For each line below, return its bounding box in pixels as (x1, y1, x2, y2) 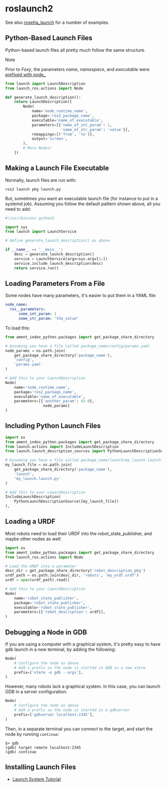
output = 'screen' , (31, 136, 68, 142)
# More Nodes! (23, 146, 52, 151)
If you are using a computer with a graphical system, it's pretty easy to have (5, 641, 161, 647)
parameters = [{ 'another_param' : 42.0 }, (14, 398, 94, 404)
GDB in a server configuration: (5, 689, 67, 695)
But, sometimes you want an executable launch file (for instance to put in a (5, 195, 158, 201)
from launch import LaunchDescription (5, 81, 85, 86)
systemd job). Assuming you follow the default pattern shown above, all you (5, 201, 161, 207)
